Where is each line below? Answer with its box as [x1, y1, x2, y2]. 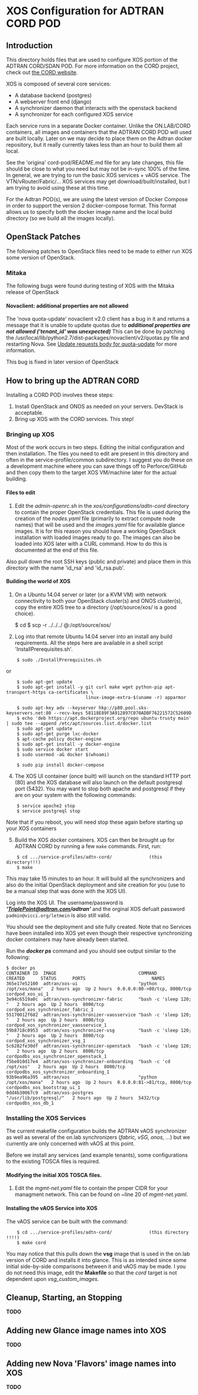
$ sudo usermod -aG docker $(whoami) [17, 751, 110, 758]
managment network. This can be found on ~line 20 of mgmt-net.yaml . [14, 1191, 188, 1198]
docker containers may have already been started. [6, 935, 129, 942]
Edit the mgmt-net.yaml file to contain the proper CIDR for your [14, 1185, 168, 1192]
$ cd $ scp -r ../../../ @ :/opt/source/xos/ [14, 621, 111, 628]
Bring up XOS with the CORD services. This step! [14, 416, 134, 423]
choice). [14, 610, 35, 617]
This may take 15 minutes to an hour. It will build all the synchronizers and [6, 875, 185, 882]
